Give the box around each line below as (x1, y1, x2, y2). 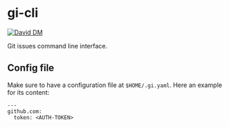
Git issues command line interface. (7, 41, 107, 50)
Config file (7, 62, 55, 74)
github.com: (7, 107, 42, 115)
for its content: (7, 88, 50, 96)
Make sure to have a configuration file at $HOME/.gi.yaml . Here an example (7, 81, 223, 89)
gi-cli (7, 5, 39, 21)
